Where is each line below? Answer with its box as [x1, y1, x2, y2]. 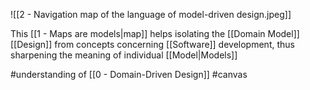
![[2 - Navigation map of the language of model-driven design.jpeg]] [10, 9, 292, 20]
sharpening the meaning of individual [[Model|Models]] [10, 49, 238, 61]
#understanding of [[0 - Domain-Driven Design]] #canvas [10, 69, 248, 80]
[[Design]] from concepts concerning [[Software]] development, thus [10, 39, 295, 50]
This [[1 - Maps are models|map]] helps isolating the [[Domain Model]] [10, 28, 300, 39]
